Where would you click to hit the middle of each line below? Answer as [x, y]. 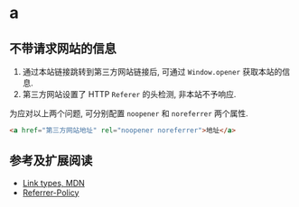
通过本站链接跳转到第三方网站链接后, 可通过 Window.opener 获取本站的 [152, 72]
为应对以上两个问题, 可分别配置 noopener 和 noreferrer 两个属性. [129, 113]
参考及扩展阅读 [51, 161]
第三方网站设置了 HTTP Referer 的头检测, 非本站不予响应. [129, 94]
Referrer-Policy [51, 193]
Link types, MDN [54, 183]
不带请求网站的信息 [63, 48]
